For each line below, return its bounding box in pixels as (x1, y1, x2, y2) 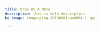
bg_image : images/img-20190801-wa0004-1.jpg (5, 16, 96, 20)
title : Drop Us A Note (5, 7, 50, 12)
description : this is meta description (5, 11, 85, 16)
